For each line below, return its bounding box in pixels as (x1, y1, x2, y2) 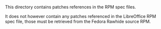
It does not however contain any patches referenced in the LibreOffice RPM (5, 14, 157, 19)
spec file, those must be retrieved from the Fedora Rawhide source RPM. (5, 19, 151, 24)
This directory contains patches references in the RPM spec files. (5, 4, 136, 10)
